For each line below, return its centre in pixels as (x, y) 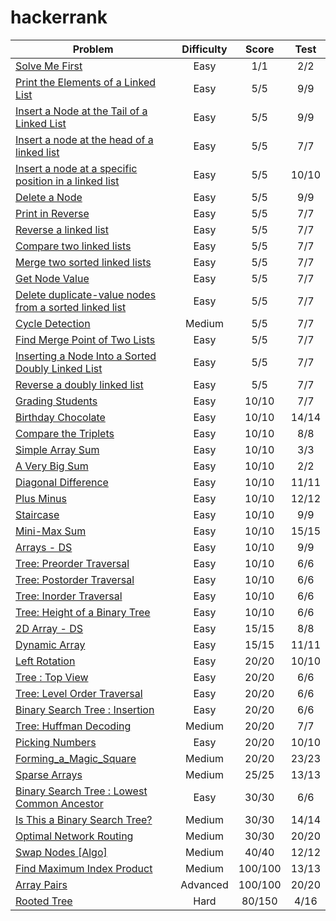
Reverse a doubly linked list (79, 384)
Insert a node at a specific (76, 168)
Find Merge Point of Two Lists (85, 339)
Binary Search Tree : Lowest (81, 791)
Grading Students (56, 401)
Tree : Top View (52, 677)
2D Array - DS (49, 628)
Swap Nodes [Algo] (61, 852)
